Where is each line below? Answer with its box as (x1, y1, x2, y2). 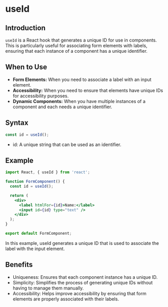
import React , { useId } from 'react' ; (5, 170, 90, 175)
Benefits (5, 260, 33, 269)
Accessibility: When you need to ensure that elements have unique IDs (12, 87, 163, 93)
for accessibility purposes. (12, 93, 69, 99)
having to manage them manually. (12, 285, 84, 291)
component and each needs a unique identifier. (12, 104, 112, 110)
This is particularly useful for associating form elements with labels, (5, 43, 148, 49)
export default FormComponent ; (5, 231, 72, 236)
